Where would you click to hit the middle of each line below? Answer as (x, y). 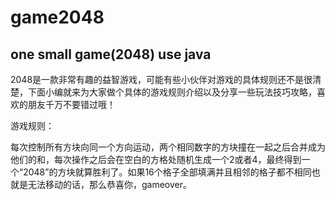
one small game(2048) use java (111, 54)
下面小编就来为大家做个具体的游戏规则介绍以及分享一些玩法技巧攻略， (172, 92)
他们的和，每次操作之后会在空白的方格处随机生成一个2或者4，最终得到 (156, 159)
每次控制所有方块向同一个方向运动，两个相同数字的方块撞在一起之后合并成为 (168, 147)
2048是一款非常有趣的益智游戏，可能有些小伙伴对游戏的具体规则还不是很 (161, 79)
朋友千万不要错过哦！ (71, 104)
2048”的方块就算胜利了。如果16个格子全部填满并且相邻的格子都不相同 (167, 172)
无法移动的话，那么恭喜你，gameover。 (110, 184)
